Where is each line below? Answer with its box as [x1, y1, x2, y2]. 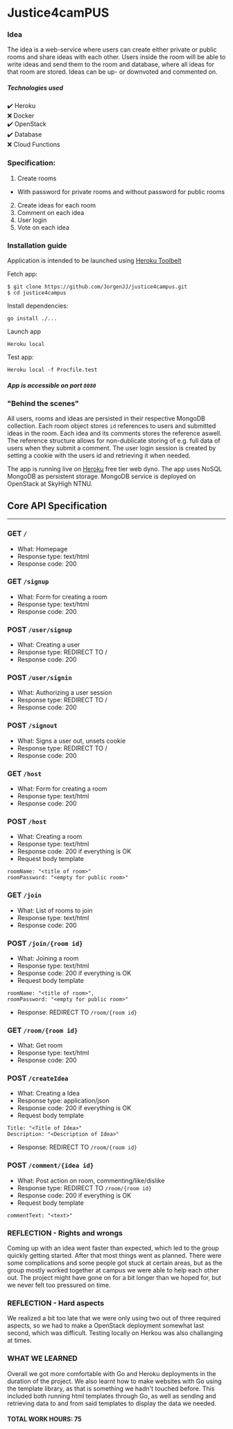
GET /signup [7, 576, 49, 586]
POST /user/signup [7, 624, 73, 634]
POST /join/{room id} [7, 938, 83, 948]
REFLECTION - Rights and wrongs [7, 1228, 123, 1238]
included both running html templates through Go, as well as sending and [7, 1391, 216, 1400]
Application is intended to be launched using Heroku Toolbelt [7, 256, 182, 265]
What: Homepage [17, 544, 68, 553]
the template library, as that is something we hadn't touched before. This [7, 1384, 215, 1393]
